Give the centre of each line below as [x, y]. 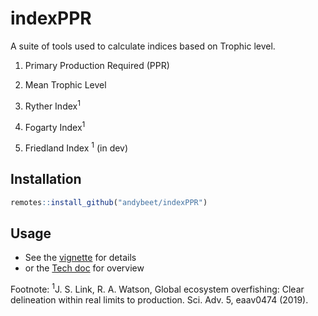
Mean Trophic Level [65, 84]
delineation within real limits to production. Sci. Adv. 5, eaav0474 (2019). [159, 300]
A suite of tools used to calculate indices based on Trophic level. [143, 46]
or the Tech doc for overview [84, 268]
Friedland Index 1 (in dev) [76, 147]
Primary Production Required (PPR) [97, 65]
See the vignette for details [80, 258]
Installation [46, 179]
